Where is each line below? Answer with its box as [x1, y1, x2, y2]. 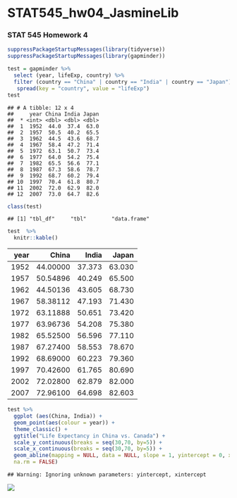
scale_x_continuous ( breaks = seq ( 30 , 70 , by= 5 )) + [13, 445, 162, 452]
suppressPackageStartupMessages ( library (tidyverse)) [7, 46, 166, 54]
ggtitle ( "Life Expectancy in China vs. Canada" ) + [13, 432, 166, 440]
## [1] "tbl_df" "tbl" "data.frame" [7, 216, 150, 223]
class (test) [7, 203, 42, 210]
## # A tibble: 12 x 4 [7, 104, 74, 111]
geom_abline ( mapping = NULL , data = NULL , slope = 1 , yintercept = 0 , [13, 452, 226, 459]
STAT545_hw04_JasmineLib [7, 5, 179, 21]
